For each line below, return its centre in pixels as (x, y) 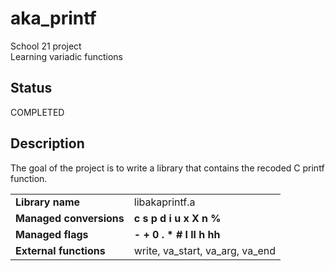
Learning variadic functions (66, 56)
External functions (60, 250)
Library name (48, 202)
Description (47, 143)
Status (31, 88)
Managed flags (52, 234)
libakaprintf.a (164, 202)
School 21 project (46, 46)
